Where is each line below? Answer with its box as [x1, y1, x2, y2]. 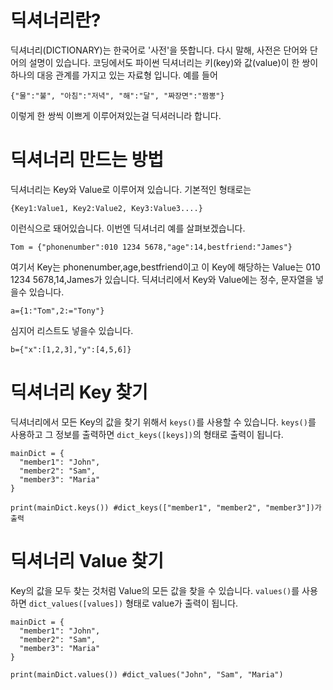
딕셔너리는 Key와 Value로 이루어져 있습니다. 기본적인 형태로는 [10, 183, 252, 195]
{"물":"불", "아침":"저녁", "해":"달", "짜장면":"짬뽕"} [10, 91, 225, 101]
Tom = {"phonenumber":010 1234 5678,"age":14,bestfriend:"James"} [10, 242, 293, 252]
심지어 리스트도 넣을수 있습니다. [10, 324, 134, 336]
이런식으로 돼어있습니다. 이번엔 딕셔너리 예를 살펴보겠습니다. [10, 222, 246, 234]
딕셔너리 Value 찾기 [10, 550, 165, 572]
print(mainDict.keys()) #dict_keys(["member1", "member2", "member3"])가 [10, 502, 322, 513]
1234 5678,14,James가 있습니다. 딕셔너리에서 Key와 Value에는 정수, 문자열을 [10, 273, 314, 285]
